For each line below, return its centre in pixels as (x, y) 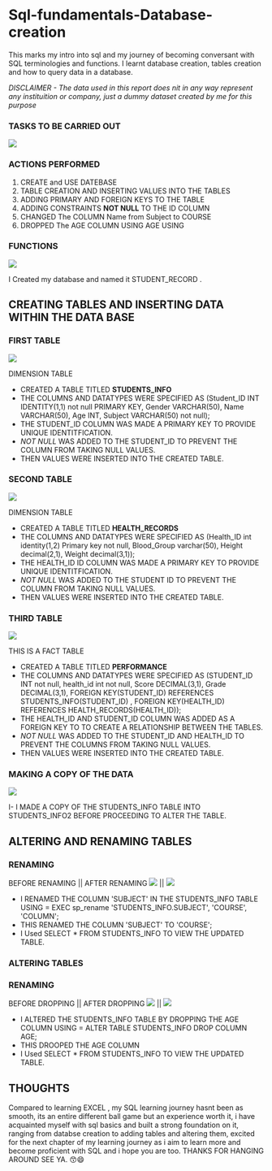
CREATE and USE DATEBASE (69, 182)
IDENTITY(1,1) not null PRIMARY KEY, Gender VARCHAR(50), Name (132, 406)
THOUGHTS (39, 1088)
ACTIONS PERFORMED (54, 164)
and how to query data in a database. (71, 72)
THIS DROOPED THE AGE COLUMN (80, 1045)
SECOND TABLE (41, 479)
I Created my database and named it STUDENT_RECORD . (105, 279)
